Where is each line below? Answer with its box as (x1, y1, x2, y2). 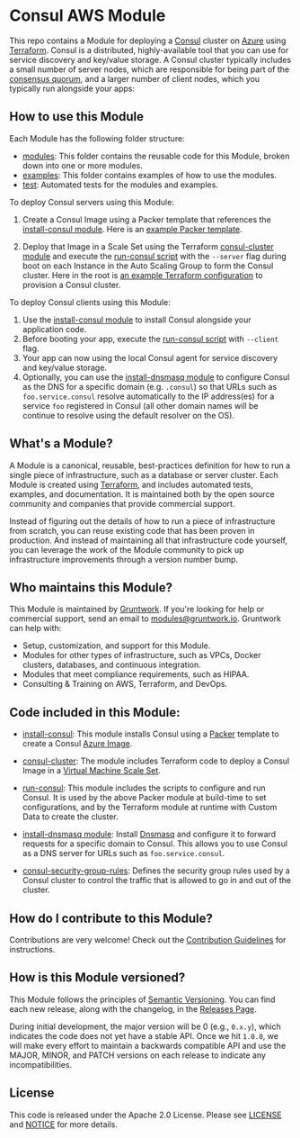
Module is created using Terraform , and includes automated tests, (9, 479, 254, 490)
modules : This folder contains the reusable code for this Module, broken (22, 150, 290, 161)
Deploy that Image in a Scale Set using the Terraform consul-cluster (22, 240, 274, 252)
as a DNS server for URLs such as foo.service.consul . (22, 848, 225, 859)
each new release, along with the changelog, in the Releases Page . (9, 1003, 258, 1014)
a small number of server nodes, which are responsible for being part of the (9, 64, 290, 75)
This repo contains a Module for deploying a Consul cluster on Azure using (9, 35, 287, 46)
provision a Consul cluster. (22, 279, 121, 290)
